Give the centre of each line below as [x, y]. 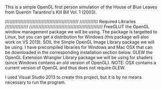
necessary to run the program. [36, 82]
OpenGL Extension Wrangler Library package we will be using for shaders [79, 57]
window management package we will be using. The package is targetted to [81, 32]
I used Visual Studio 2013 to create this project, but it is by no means [73, 77]
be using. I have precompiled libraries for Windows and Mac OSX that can [79, 47]
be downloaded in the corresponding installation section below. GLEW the [79, 52]
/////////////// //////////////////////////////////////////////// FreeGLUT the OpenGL [77, 27]
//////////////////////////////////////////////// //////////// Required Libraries [70, 22]
